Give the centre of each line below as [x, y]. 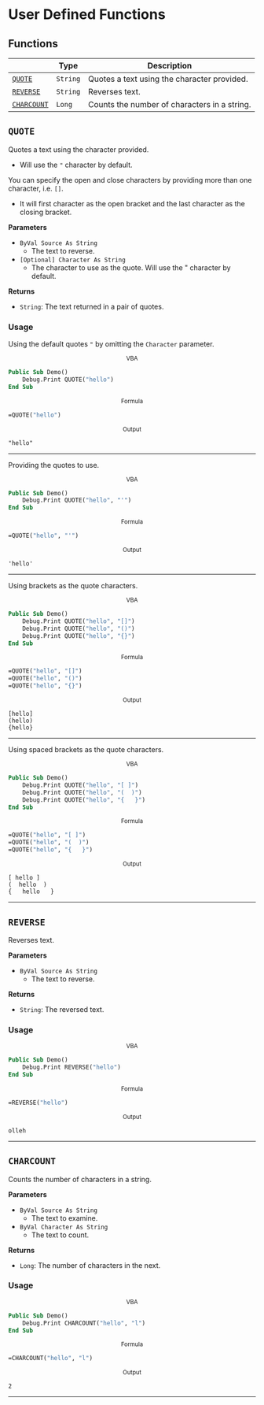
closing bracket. [46, 212]
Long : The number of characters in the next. [90, 1265]
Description [170, 66]
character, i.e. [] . [36, 188]
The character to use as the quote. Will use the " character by [131, 267]
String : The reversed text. [62, 1009]
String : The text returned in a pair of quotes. [92, 306]
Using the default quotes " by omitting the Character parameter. [111, 344]
